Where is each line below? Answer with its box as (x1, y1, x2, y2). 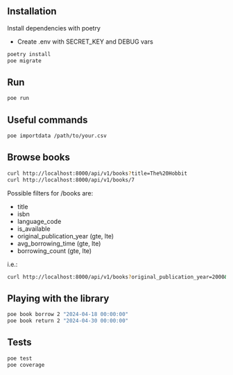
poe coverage (7, 361, 45, 368)
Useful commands (7, 114, 88, 125)
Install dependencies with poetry (7, 24, 101, 32)
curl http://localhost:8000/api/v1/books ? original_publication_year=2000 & (7, 273, 228, 280)
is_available (17, 225, 51, 233)
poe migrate (7, 57, 42, 64)
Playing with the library (7, 293, 110, 304)
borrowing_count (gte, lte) (17, 246, 92, 255)
